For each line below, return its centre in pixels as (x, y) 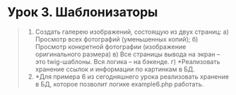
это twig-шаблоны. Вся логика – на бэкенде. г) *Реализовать (128, 61)
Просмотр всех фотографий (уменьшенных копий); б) (117, 39)
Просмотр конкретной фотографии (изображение (111, 46)
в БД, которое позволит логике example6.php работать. (119, 84)
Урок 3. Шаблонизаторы (83, 12)
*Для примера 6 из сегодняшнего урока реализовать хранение (132, 76)
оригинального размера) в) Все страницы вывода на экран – (128, 54)
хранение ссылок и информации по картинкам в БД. (115, 69)
